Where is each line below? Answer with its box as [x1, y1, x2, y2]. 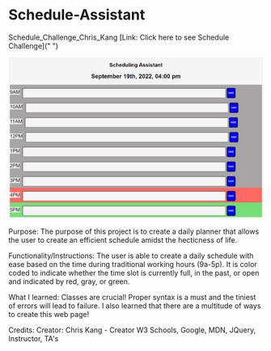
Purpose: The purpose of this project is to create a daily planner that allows [8, 226, 260, 236]
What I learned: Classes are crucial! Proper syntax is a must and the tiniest [8, 293, 256, 302]
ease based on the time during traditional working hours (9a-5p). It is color [8, 260, 257, 269]
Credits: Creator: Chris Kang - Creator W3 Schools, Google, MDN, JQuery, [8, 325, 256, 335]
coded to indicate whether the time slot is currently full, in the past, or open [8, 269, 260, 278]
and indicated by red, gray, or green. [8, 277, 130, 286]
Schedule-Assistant [8, 6, 146, 24]
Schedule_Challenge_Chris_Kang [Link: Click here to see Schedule [8, 32, 230, 42]
